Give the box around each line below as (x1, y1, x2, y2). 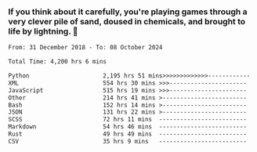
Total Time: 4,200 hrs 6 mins (8, 58, 107, 66)
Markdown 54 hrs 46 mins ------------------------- (8, 123, 247, 131)
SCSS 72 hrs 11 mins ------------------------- (8, 116, 247, 124)
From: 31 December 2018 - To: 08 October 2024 (8, 44, 163, 52)
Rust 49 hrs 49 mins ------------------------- (8, 130, 247, 139)
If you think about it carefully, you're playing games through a (8, 6, 248, 17)
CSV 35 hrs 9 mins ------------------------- (8, 137, 247, 145)
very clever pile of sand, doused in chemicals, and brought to (8, 16, 246, 27)
